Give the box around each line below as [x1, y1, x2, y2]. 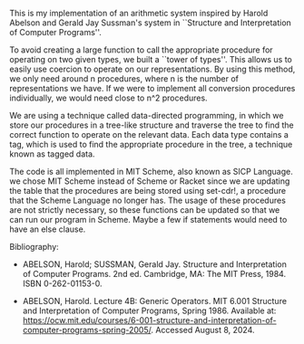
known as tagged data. [9, 148, 95, 159]
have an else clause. [9, 224, 86, 234]
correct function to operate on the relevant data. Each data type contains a [9, 129, 289, 139]
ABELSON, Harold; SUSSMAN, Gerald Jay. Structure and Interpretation [22, 259, 288, 270]
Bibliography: [9, 242, 59, 252]
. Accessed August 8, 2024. [151, 325, 256, 335]
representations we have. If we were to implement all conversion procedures [9, 83, 296, 93]
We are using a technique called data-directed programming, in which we [9, 110, 284, 120]
